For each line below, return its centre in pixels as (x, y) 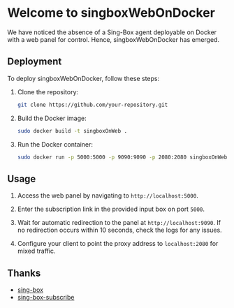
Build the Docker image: (52, 118)
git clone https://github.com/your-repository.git (93, 105)
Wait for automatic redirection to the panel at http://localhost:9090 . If (119, 223)
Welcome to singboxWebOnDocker (111, 13)
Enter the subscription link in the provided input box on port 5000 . (111, 209)
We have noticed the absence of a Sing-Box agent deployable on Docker (112, 32)
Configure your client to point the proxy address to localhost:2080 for (118, 244)
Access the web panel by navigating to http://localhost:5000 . (108, 196)
